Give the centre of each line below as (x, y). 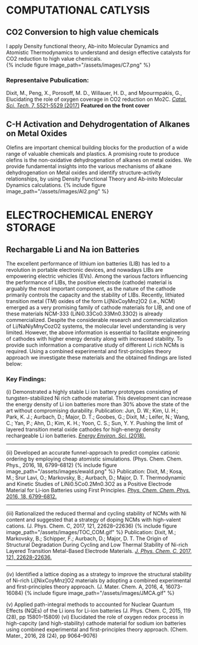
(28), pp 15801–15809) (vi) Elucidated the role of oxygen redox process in (95, 617)
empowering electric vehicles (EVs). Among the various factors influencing (97, 276)
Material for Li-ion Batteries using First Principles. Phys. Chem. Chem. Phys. (98, 491)
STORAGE (31, 228)
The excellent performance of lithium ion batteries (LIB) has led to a (88, 264)
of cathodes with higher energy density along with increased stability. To (94, 339)
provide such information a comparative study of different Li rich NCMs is (95, 345)
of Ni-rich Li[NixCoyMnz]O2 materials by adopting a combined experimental (99, 581)
